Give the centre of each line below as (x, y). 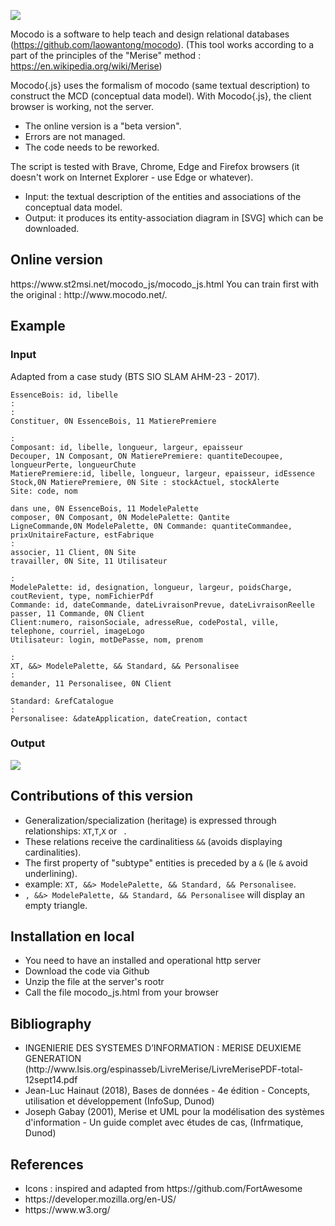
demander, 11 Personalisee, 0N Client (91, 683)
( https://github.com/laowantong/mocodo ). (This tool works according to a (162, 44)
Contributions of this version (102, 796)
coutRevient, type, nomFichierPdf (82, 596)
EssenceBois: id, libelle (64, 395)
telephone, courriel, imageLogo (77, 631)
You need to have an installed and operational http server (143, 961)
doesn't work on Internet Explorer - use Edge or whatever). (132, 177)
